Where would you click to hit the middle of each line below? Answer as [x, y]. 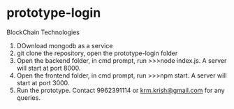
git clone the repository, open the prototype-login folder [97, 53]
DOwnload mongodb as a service [65, 45]
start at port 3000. [43, 82]
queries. [29, 97]
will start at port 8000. [49, 68]
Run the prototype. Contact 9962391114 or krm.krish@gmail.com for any [120, 90]
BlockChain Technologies [43, 32]
